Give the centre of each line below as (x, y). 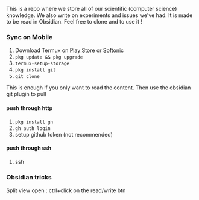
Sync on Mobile (30, 37)
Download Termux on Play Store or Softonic (69, 50)
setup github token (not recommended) (64, 134)
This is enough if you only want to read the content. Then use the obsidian (99, 88)
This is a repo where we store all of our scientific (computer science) (92, 9)
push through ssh (29, 148)
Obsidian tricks (29, 177)
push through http (30, 108)
